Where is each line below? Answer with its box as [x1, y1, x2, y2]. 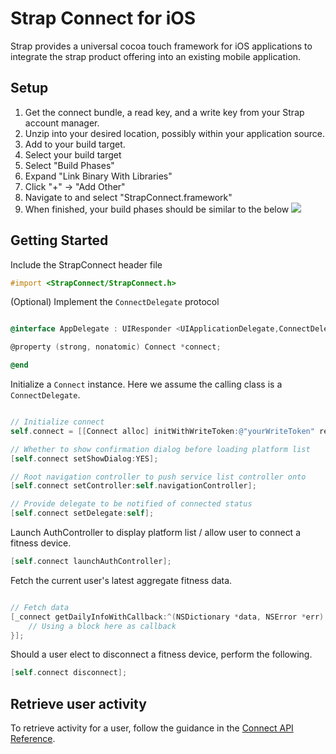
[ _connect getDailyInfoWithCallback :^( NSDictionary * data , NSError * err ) [10, 612, 325, 622]
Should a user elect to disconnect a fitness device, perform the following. [10, 648, 313, 661]
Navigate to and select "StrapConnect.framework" [24, 191, 233, 203]
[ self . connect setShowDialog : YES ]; [10, 453, 159, 464]
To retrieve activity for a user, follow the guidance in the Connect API [10, 722, 294, 734]
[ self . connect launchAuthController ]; [10, 557, 172, 567]
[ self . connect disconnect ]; [10, 668, 128, 678]
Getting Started [10, 232, 109, 249]
